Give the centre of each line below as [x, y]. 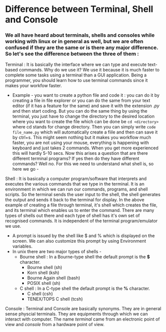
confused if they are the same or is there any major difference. [82, 48]
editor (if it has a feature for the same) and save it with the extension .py [86, 106]
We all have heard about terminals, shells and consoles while [80, 35]
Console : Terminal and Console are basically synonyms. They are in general [83, 309]
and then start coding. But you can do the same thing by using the [80, 111]
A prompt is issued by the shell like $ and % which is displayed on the [83, 236]
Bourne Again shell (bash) [54, 278]
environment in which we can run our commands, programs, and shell [77, 189]
